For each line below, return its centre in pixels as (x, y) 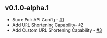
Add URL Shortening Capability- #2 (48, 25)
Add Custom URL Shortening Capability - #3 (57, 30)
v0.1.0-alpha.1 (27, 8)
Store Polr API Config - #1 (38, 19)
